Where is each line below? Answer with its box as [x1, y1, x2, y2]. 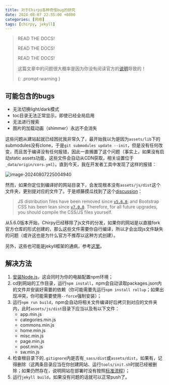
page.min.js [20, 338, 44, 344]
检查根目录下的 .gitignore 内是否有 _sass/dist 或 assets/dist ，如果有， [12, 355, 158, 361]
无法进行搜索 [12, 119, 39, 125]
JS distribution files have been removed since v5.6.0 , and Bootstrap [17, 198, 159, 204]
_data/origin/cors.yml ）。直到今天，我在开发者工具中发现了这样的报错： [5, 161, 157, 167]
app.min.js [20, 311, 42, 317]
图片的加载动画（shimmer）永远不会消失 [12, 125, 97, 131]
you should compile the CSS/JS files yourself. [17, 209, 112, 216]
